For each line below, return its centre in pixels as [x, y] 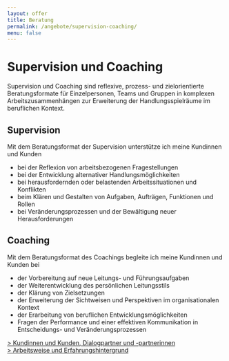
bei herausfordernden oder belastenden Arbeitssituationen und [107, 182]
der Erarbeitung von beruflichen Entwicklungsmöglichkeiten [102, 315]
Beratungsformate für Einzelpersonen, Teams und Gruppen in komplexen [111, 93]
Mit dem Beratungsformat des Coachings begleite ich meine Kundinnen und [115, 257]
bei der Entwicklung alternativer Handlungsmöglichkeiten [99, 175]
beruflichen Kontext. [36, 109]
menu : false [24, 33]
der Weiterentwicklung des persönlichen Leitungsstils [93, 285]
